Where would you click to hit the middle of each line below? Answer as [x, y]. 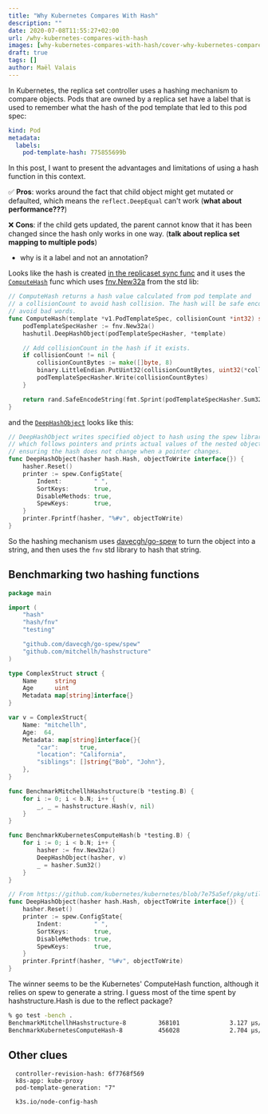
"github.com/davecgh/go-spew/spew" [82, 644]
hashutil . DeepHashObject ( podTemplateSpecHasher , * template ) [124, 333]
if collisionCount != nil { [69, 355]
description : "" [35, 23]
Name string [50, 681]
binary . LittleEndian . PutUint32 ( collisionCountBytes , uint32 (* [142, 371]
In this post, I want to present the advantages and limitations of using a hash [134, 168]
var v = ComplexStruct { [48, 718]
